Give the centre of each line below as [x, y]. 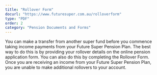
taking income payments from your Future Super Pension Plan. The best [78, 47]
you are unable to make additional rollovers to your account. [66, 67]
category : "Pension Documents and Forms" [48, 28]
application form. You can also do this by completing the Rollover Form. [77, 57]
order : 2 [14, 23]
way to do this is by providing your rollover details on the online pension [78, 52]
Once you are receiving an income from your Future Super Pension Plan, [78, 62]
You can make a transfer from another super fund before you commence [78, 41]
